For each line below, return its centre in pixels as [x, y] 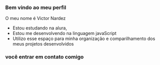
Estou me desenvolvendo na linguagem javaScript [65, 33]
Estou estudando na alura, [40, 28]
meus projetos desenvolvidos [43, 44]
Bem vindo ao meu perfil [36, 7]
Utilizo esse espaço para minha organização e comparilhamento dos [84, 38]
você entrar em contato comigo [45, 57]
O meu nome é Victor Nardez [36, 18]
